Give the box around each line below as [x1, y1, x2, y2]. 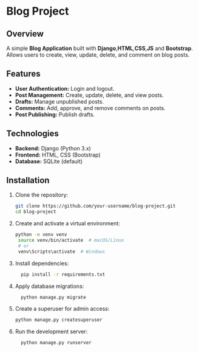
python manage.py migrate [21, 294, 86, 300]
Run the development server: [15, 328, 88, 336]
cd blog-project [15, 209, 56, 215]
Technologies [6, 128, 59, 139]
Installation [6, 175, 50, 186]
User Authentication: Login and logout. [15, 85, 115, 92]
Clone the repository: [15, 191, 69, 199]
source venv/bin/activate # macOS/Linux [18, 238, 124, 244]
